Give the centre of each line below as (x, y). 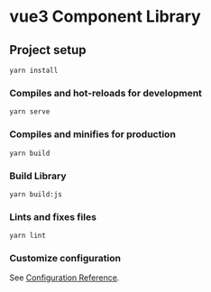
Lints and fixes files (53, 216)
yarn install (34, 70)
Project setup (48, 50)
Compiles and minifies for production (92, 134)
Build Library (38, 176)
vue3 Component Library (105, 17)
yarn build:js (36, 194)
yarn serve (30, 112)
